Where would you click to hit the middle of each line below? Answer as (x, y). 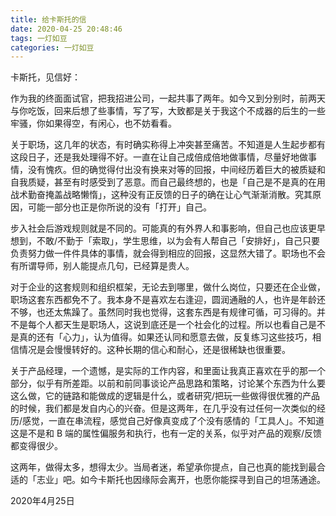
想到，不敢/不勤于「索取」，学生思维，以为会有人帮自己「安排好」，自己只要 (165, 241)
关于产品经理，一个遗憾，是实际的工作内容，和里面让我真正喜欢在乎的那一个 (168, 371)
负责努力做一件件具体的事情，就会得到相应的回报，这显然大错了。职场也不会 (168, 253)
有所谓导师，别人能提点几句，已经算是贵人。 (102, 266)
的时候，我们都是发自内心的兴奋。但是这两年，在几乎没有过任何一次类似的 (163, 408)
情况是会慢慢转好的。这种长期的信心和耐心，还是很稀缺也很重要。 (154, 350)
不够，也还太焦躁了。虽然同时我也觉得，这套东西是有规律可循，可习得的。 (163, 312)
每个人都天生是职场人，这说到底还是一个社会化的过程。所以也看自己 (167, 325)
